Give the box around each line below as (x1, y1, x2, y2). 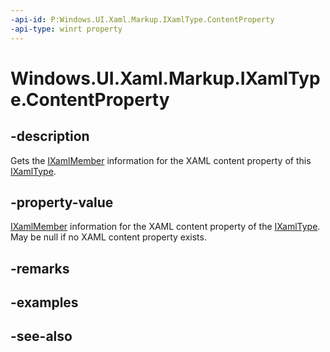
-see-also (10, 328, 73, 345)
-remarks (10, 260, 70, 277)
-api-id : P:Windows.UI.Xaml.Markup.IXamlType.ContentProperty (10, 14, 275, 25)
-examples (10, 294, 79, 311)
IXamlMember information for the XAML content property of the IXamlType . (10, 221, 321, 233)
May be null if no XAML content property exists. (10, 231, 207, 243)
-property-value (10, 194, 114, 211)
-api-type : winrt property (10, 24, 123, 34)
